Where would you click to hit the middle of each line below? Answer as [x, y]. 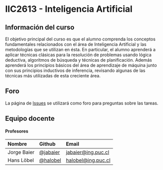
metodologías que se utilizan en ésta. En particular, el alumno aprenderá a [80, 50]
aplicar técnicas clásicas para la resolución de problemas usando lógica [78, 55]
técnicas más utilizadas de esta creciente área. [53, 76]
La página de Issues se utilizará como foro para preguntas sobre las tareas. [82, 103]
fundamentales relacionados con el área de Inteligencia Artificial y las [76, 44]
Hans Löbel [21, 160]
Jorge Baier [21, 152]
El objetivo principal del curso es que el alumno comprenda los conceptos [80, 39]
